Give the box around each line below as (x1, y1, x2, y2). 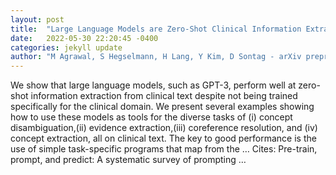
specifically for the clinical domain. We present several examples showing (10, 101, 315, 113)
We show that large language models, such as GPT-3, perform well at (10, 79, 297, 91)
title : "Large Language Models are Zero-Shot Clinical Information (10, 24, 302, 34)
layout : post (10, 14, 65, 25)
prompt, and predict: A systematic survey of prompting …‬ (10, 154, 247, 166)
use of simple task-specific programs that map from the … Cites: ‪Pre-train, (10, 143, 318, 155)
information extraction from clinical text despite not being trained (30, 90, 298, 102)
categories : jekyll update (10, 42, 123, 53)
